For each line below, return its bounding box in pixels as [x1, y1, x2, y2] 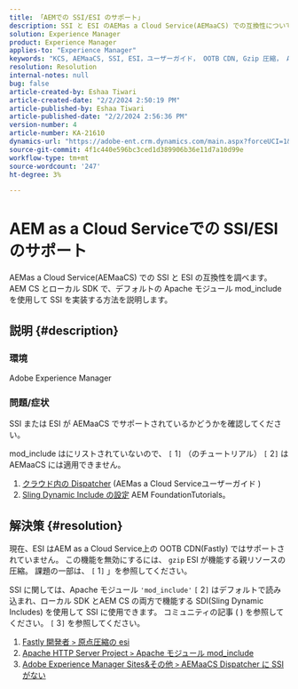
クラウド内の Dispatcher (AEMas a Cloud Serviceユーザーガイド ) [21, 478, 262, 489]
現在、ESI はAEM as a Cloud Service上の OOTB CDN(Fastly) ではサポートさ [9, 543, 286, 554]
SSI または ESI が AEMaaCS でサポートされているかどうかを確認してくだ [9, 419, 274, 429]
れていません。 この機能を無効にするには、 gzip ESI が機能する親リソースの [9, 554, 286, 565]
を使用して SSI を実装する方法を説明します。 [9, 294, 173, 305]
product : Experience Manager [9, 37, 117, 47]
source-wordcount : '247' [9, 162, 101, 171]
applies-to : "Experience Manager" [9, 46, 137, 55]
